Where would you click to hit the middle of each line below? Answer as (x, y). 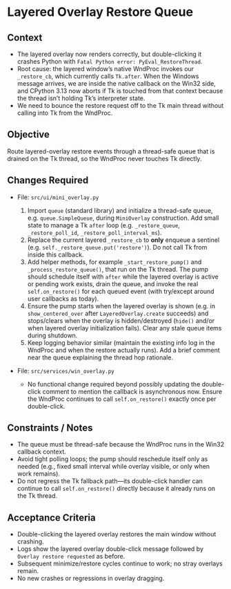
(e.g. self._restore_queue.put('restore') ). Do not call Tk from (117, 247)
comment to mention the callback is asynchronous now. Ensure (132, 391)
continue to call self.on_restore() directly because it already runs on (116, 489)
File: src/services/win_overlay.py (66, 371)
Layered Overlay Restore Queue (100, 12)
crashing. (30, 542)
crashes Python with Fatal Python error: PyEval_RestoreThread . (110, 62)
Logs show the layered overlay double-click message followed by (110, 549)
